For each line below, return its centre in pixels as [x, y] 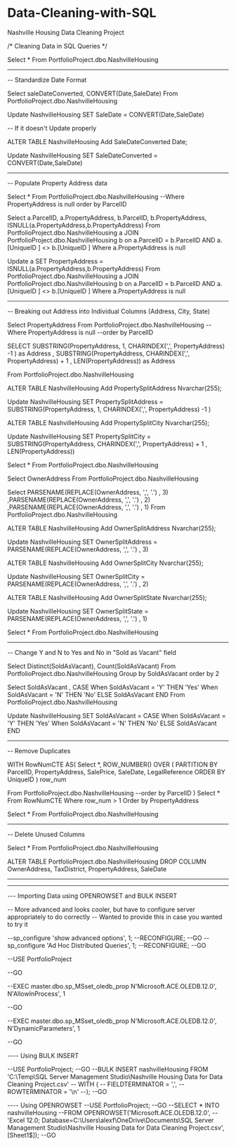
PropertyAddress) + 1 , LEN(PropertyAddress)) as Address [91, 360]
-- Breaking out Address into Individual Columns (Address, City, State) [109, 311]
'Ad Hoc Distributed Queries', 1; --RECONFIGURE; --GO [126, 945]
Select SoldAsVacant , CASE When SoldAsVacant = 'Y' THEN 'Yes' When [113, 687]
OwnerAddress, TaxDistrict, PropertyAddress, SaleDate [87, 868]
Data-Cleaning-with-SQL [82, 13]
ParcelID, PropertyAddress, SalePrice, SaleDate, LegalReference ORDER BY [117, 771]
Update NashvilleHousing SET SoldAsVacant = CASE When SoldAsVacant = [117, 715]
